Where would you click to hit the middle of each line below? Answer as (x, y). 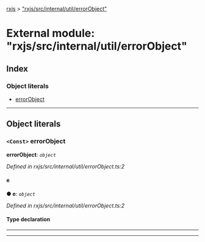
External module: (51, 33)
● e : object (21, 193)
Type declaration (28, 220)
